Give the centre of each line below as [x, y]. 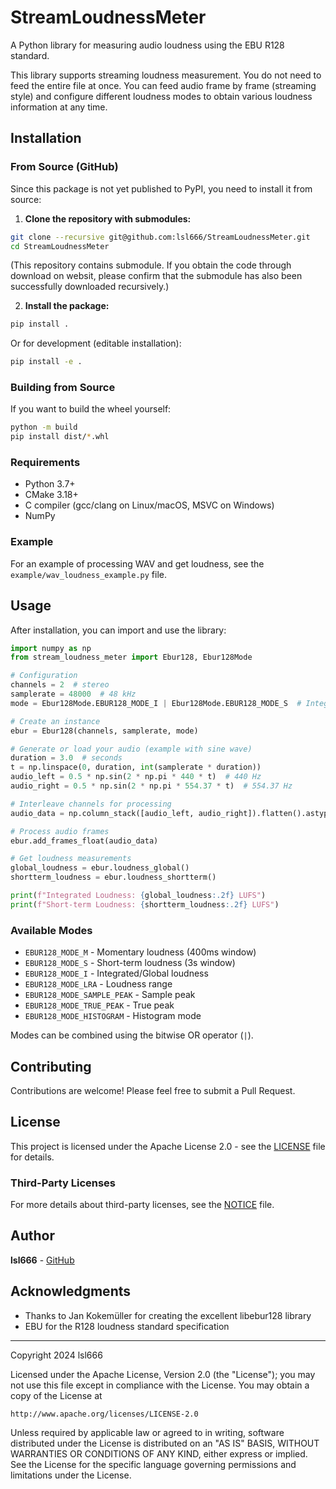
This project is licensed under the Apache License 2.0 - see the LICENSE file [168, 1146]
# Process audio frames [60, 831]
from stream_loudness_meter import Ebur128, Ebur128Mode [131, 657]
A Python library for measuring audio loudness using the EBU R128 [147, 45]
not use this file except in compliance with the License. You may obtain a [160, 1385]
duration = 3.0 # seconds [66, 758]
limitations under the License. [71, 1475]
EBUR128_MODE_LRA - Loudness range [98, 984]
